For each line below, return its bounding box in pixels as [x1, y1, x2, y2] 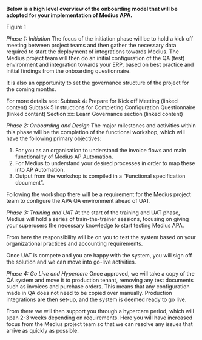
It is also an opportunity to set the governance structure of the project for [6, 79, 189, 86]
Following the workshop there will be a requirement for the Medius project [6, 191, 191, 198]
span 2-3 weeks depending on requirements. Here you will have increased [6, 314, 193, 321]
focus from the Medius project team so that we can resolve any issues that [6, 321, 193, 327]
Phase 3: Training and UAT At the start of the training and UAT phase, [6, 209, 180, 216]
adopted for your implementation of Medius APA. [6, 12, 133, 19]
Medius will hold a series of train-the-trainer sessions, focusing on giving [6, 216, 189, 222]
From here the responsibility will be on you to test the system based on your [6, 234, 196, 240]
